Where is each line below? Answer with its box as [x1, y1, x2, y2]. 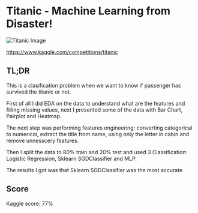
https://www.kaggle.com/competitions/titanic [6, 48, 118, 55]
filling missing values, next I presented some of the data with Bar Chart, [6, 106, 183, 113]
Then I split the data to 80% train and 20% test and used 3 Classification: [6, 148, 188, 155]
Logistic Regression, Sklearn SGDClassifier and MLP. [6, 155, 137, 162]
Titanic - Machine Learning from [6, 4, 171, 18]
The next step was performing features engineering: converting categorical [6, 124, 193, 131]
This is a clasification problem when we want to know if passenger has [6, 82, 181, 89]
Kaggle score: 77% [6, 200, 53, 207]
